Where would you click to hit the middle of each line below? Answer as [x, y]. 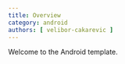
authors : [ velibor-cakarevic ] [61, 30]
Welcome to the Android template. [63, 52]
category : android [38, 23]
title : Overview [34, 15]
